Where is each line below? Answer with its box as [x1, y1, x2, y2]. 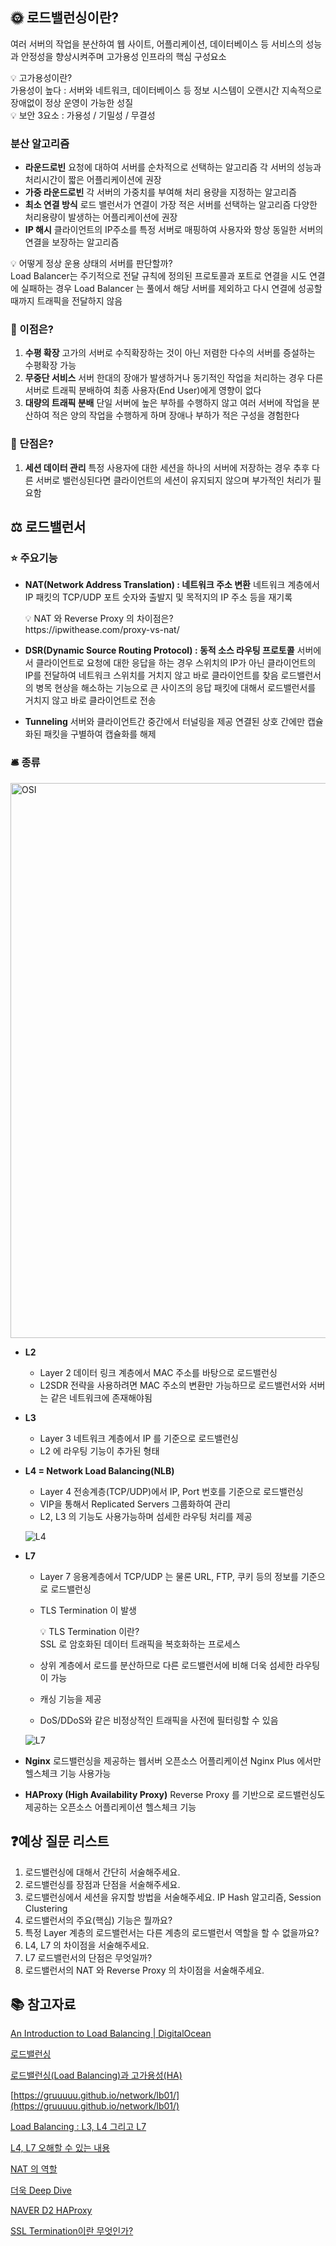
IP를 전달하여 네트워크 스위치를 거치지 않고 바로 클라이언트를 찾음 [24, 669, 279, 682]
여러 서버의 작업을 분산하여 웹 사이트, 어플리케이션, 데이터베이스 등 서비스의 [10, 38, 304, 50]
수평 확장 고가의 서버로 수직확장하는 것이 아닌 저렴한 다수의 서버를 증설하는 [24, 347, 316, 359]
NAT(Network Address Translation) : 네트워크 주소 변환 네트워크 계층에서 [24, 579, 320, 591]
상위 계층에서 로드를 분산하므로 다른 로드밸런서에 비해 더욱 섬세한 [39, 1659, 294, 1671]
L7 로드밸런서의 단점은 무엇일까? [24, 1951, 153, 1963]
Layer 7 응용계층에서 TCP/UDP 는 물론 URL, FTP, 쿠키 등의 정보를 [39, 1570, 299, 1582]
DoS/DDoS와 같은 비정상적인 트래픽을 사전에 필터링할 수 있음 [39, 1714, 279, 1726]
